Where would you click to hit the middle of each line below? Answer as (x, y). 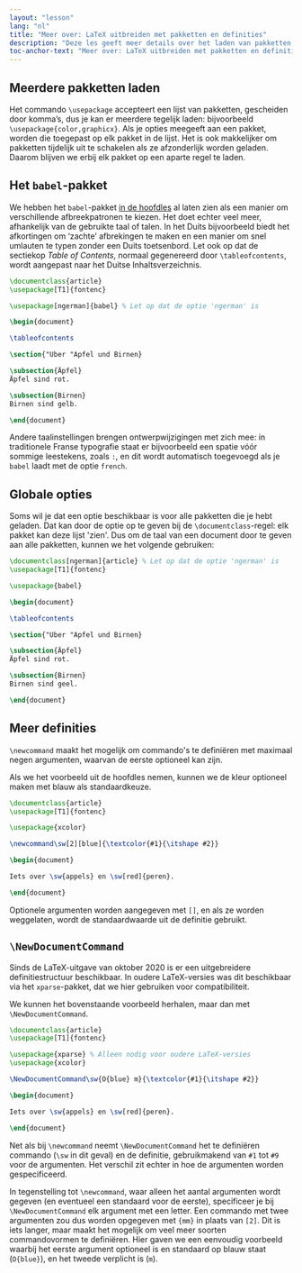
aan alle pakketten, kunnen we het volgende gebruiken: (112, 545)
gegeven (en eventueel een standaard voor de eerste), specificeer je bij (142, 1201)
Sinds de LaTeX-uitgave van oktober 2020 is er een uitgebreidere (130, 967)
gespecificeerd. (38, 1174)
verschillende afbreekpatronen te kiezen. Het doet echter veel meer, (136, 216)
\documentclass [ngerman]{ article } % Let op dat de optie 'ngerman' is (144, 561)
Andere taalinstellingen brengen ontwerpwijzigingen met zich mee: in (138, 437)
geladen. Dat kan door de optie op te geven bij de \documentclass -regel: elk (149, 526)
